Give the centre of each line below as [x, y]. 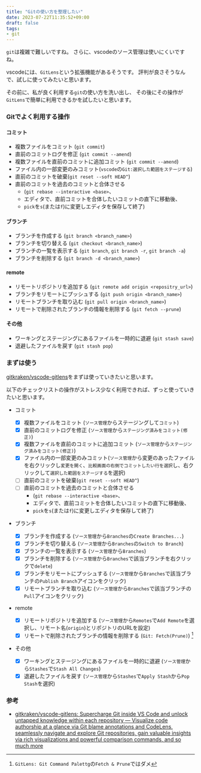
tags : [13, 28]
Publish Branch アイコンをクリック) [83, 581]
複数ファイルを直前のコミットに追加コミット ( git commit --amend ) [97, 162]
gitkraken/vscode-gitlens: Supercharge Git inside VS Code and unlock [101, 714]
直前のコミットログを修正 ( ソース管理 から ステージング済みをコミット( [103, 430]
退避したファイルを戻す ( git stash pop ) [64, 346]
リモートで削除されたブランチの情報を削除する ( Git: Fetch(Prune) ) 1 [109, 635]
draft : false [22, 23]
